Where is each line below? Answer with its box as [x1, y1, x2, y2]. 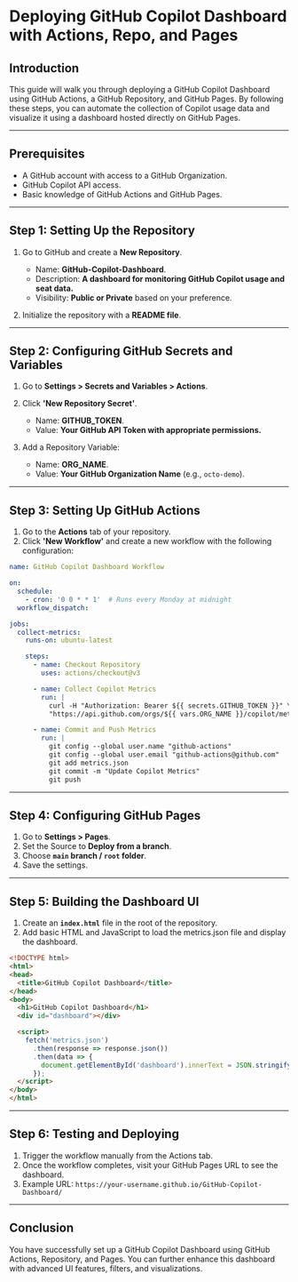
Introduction [9, 60, 80, 76]
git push [48, 775, 82, 784]
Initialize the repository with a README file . [21, 309, 182, 320]
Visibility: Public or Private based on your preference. [35, 292, 232, 303]
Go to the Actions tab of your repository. [21, 526, 171, 537]
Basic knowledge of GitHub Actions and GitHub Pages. [21, 188, 223, 199]
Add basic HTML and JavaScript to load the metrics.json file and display [21, 927, 286, 938]
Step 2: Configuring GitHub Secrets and [9, 344, 233, 359]
